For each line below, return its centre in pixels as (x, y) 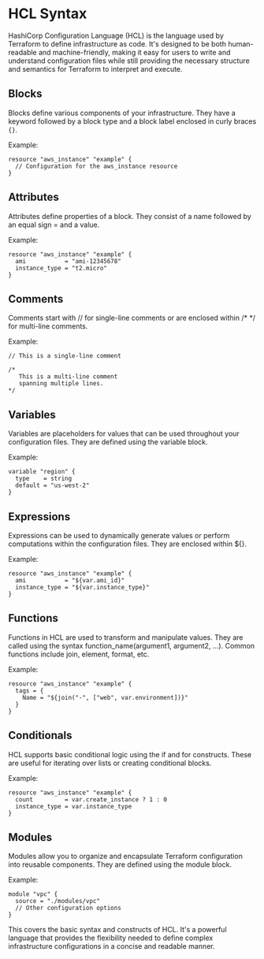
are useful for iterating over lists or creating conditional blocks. (110, 763)
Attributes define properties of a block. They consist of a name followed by (130, 216)
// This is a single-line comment (65, 356)
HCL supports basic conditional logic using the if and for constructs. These (130, 754)
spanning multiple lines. (61, 384)
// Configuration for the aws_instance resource (97, 166)
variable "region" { (42, 472)
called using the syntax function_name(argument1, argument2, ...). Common (132, 645)
